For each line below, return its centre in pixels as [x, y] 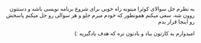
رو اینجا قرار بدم [176, 21]
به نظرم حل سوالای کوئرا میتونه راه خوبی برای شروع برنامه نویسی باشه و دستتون [102, 9]
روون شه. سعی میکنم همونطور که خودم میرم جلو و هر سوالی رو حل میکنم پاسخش [100, 15]
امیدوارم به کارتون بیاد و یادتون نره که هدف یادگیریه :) [134, 33]
